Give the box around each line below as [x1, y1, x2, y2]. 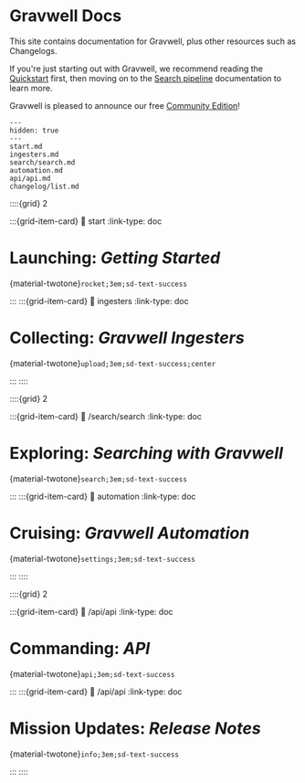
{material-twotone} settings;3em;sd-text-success [9, 553, 196, 564]
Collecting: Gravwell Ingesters [9, 328, 245, 348]
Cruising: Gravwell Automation [9, 523, 250, 544]
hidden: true [9, 125, 59, 135]
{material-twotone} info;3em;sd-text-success [9, 748, 180, 759]
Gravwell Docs [9, 5, 122, 26]
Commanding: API [9, 638, 151, 659]
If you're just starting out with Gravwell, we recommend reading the [9, 63, 263, 74]
